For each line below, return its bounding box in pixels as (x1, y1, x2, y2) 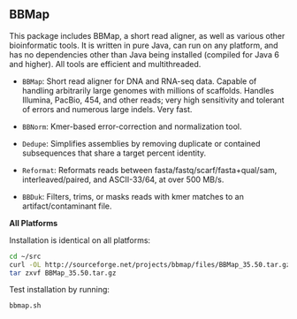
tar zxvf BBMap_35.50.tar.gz (9, 269, 117, 277)
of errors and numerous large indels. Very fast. (21, 103, 193, 114)
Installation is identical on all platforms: (9, 234, 151, 246)
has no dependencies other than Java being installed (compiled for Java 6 (9, 49, 280, 60)
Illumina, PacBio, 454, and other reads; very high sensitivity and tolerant (21, 95, 285, 105)
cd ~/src (9, 252, 42, 261)
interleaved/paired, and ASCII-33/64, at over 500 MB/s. (21, 174, 225, 185)
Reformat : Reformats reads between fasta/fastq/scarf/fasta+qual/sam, (21, 164, 278, 175)
